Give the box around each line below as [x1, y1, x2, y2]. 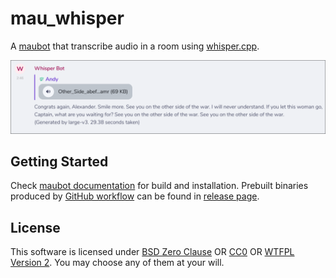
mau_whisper [10, 7, 125, 30]
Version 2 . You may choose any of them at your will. [10, 257, 225, 269]
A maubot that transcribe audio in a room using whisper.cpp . [10, 40, 260, 52]
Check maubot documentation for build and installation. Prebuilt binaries [10, 180, 309, 192]
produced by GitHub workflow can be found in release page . [10, 190, 260, 202]
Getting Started [10, 153, 109, 170]
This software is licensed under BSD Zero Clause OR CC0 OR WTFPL [10, 246, 295, 258]
